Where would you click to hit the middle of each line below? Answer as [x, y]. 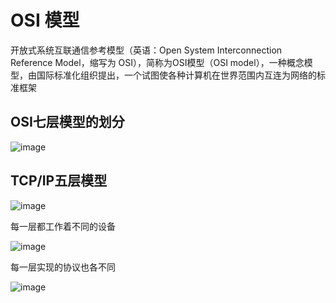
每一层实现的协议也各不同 [63, 267]
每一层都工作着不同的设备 [63, 226]
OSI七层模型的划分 [67, 122]
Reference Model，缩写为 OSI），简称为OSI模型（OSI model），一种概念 [157, 62]
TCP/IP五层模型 [59, 181]
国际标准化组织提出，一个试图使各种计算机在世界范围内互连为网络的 [176, 75]
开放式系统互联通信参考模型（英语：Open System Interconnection [146, 50]
